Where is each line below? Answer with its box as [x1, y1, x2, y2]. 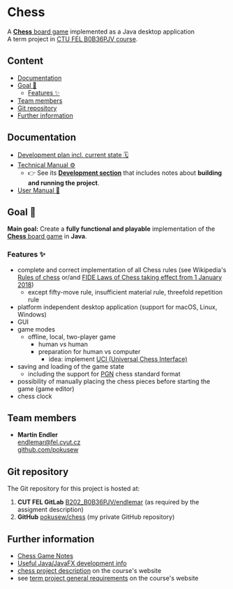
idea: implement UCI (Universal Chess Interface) [48, 355, 188, 363]
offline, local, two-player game [27, 332, 116, 341]
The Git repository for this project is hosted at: [7, 484, 140, 493]
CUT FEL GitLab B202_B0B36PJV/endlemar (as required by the [17, 498, 200, 506]
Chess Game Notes [17, 552, 73, 560]
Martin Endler [17, 431, 58, 439]
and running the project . [27, 178, 100, 187]
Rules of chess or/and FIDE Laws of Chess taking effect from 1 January [17, 273, 223, 281]
